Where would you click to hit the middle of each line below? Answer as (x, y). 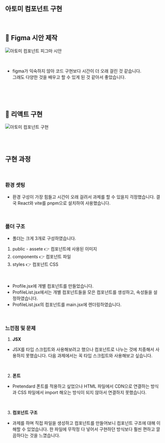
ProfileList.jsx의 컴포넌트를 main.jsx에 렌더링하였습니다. (67, 304)
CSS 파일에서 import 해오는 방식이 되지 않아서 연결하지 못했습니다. (82, 393)
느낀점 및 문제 (21, 328)
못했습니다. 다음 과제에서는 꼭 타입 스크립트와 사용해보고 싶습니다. (89, 356)
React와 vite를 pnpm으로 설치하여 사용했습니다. (64, 203)
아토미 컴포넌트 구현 (34, 9)
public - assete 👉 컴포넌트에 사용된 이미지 (55, 248)
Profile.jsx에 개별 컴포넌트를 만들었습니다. (53, 286)
